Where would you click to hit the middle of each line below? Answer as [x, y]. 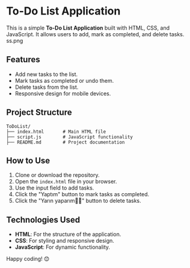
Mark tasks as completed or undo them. [64, 80]
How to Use [28, 160]
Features [23, 59]
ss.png [15, 40]
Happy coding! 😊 [28, 259]
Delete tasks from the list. [47, 87]
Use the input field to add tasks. [54, 188]
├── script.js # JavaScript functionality [70, 137]
